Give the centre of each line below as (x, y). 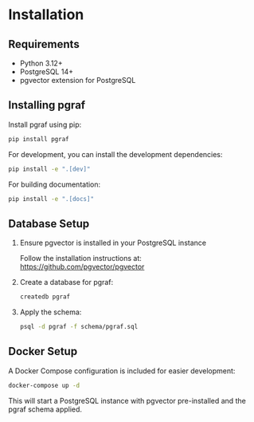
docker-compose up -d (44, 385)
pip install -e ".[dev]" (49, 169)
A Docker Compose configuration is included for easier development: (122, 371)
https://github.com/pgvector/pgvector (82, 267)
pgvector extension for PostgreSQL (78, 80)
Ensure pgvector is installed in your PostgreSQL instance (113, 243)
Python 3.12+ (41, 63)
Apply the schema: (51, 312)
